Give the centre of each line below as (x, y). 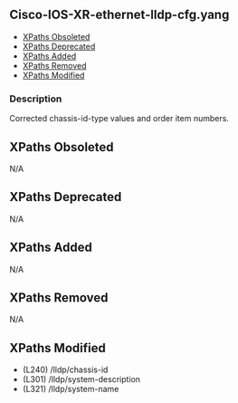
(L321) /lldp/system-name (71, 389)
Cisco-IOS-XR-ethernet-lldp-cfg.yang (119, 15)
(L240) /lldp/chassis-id (65, 369)
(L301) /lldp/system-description (81, 379)
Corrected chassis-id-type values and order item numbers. (119, 119)
